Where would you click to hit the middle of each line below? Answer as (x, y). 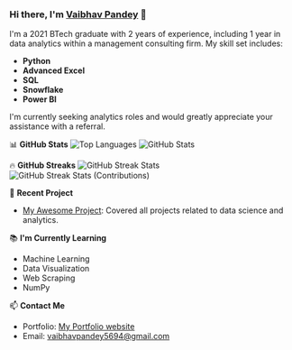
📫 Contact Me (37, 306)
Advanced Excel (54, 70)
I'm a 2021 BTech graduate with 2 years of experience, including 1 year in (145, 34)
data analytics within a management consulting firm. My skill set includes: (146, 43)
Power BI (39, 99)
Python (36, 61)
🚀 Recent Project (41, 193)
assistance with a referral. (57, 126)
